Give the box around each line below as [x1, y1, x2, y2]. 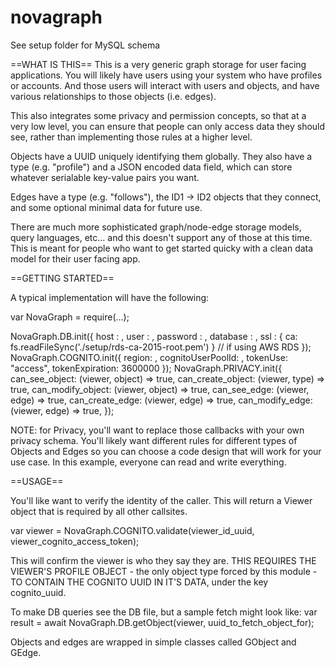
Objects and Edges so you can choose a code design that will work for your [10, 445, 322, 457]
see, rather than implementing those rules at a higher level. [10, 131, 253, 143]
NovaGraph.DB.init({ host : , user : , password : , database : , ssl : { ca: [10, 330, 298, 342]
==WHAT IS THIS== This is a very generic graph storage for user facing [10, 58, 307, 70]
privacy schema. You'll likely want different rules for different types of [10, 434, 298, 446]
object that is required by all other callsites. [10, 505, 188, 517]
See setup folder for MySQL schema [10, 39, 161, 51]
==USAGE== [10, 475, 64, 487]
